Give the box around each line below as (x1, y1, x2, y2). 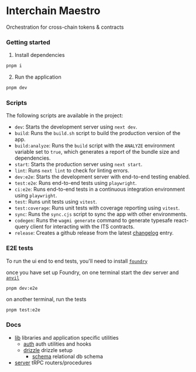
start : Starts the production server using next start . (14, 161, 143, 168)
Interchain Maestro (6, 4, 101, 18)
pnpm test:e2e (6, 307, 41, 313)
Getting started (6, 38, 51, 46)
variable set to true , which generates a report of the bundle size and (14, 148, 180, 155)
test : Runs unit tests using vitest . (14, 198, 98, 205)
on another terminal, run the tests (6, 296, 87, 303)
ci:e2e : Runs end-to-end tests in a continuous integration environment (14, 186, 185, 193)
